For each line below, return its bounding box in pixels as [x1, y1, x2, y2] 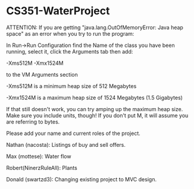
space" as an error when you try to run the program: [6, 30, 134, 37]
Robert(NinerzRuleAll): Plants [6, 164, 77, 171]
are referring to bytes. [6, 118, 60, 125]
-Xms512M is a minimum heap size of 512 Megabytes [6, 82, 137, 90]
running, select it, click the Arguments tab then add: [6, 48, 133, 55]
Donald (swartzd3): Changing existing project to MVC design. [6, 175, 157, 182]
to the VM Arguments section [6, 71, 79, 78]
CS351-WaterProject [6, 4, 110, 18]
